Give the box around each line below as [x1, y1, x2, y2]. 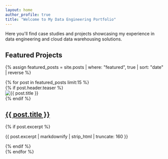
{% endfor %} [5, 149, 34, 154]
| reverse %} [5, 69, 31, 76]
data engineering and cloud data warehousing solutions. [5, 36, 123, 42]
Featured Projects [5, 51, 63, 59]
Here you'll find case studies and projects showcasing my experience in [5, 31, 155, 37]
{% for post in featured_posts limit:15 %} [5, 79, 89, 86]
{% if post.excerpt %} [5, 124, 50, 130]
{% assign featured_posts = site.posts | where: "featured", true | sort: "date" [5, 64, 164, 70]
